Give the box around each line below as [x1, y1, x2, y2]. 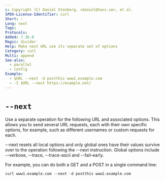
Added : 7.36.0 [5, 35, 34, 40]
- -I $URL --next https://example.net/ [9, 80, 92, 85]
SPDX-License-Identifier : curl [5, 12, 69, 17]
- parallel [9, 62, 32, 67]
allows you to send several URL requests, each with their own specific [5, 121, 147, 127]
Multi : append [5, 53, 34, 58]
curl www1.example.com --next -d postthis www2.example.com [5, 171, 132, 176]
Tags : [5, 26, 16, 31]
